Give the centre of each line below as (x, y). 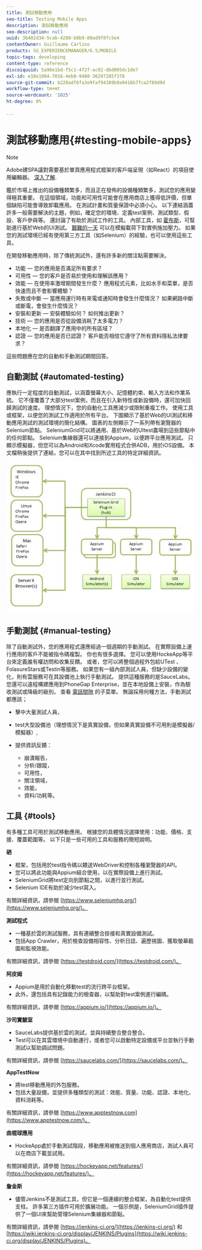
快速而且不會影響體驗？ (44, 290)
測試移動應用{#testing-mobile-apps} (99, 140)
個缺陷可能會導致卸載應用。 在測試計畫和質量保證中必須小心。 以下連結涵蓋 (100, 205)
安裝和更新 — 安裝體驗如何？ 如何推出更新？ (70, 313)
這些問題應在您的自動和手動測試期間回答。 (59, 356)
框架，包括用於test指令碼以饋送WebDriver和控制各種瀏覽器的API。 (97, 865)
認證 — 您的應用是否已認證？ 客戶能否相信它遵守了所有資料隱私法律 (99, 335)
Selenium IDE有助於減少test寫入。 (57, 887)
